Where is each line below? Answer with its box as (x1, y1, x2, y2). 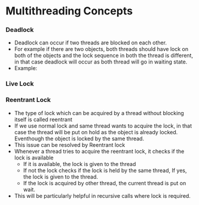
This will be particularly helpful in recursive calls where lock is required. (14, 192, 191, 199)
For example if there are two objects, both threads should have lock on (14, 46, 189, 53)
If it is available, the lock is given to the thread (23, 160, 136, 167)
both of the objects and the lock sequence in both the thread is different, (14, 52, 194, 59)
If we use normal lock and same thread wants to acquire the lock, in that (14, 122, 192, 129)
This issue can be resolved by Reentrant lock (14, 141, 125, 148)
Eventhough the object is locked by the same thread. (14, 135, 145, 142)
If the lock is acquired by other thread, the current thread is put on (23, 179, 186, 186)
